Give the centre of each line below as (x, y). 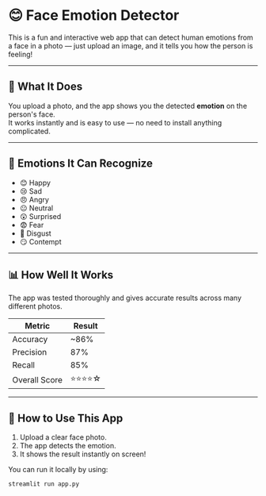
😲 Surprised (40, 216)
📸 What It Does (46, 87)
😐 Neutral (36, 208)
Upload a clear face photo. (63, 437)
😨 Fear (32, 225)
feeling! (21, 54)
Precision (30, 352)
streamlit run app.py (44, 484)
